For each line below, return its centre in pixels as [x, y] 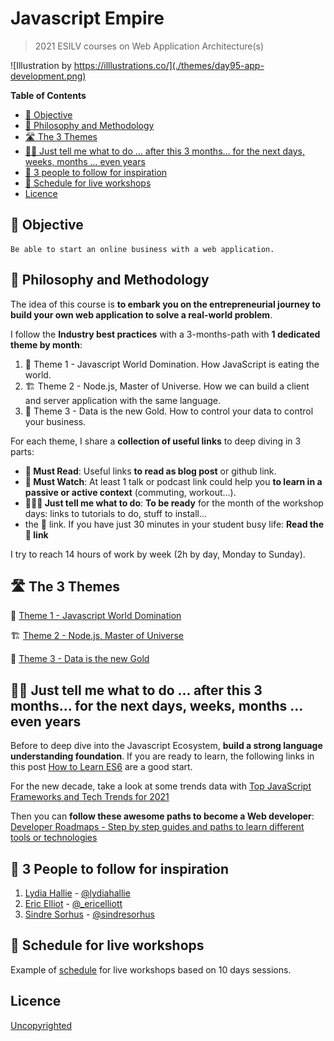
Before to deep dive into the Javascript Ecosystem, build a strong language [166, 746]
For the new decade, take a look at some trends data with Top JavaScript [161, 786]
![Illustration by [41, 65]
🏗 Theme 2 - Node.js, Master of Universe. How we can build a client [167, 386]
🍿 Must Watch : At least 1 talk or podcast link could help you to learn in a [173, 481]
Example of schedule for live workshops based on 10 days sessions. [151, 969]
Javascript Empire [87, 18]
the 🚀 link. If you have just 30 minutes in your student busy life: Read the [174, 524]
